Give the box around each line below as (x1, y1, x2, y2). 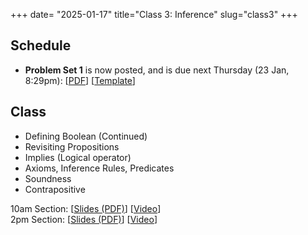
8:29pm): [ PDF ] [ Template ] (24, 74, 136, 86)
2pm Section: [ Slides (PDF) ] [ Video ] (10, 213, 158, 225)
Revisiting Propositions (24, 140, 120, 153)
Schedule (10, 37, 72, 54)
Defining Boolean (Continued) (24, 130, 148, 142)
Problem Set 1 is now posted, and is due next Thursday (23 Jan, (24, 64, 290, 76)
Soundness (24, 172, 72, 184)
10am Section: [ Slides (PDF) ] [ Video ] (10, 202, 162, 214)
